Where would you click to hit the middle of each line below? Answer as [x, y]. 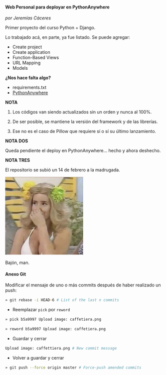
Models [20, 68]
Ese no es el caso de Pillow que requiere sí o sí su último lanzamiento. [84, 131]
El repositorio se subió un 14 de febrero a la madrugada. [63, 170]
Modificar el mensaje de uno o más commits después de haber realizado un [83, 285]
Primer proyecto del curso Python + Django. [50, 28]
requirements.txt [29, 88]
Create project [27, 47]
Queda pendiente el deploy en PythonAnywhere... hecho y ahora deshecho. [83, 151]
